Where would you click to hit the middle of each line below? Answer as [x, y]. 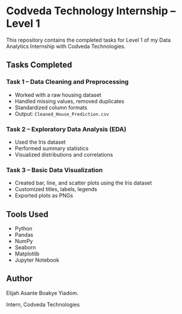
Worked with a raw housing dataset [58, 95]
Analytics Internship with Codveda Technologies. [66, 46]
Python [23, 229]
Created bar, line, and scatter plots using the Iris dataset [83, 183]
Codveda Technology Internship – [91, 11]
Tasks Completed [39, 65]
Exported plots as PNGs [44, 196]
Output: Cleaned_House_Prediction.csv [62, 113]
